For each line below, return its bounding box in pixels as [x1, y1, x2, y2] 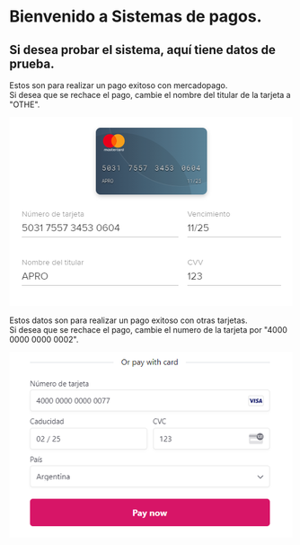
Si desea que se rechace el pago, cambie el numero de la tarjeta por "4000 [9, 325, 287, 335]
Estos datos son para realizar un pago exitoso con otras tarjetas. [9, 315, 248, 326]
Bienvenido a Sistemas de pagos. [9, 6, 262, 27]
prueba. [9, 56, 56, 71]
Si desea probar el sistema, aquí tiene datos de [9, 42, 277, 58]
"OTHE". [9, 99, 40, 110]
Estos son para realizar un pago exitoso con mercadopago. [9, 80, 228, 91]
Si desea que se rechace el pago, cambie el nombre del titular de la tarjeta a [9, 90, 291, 100]
